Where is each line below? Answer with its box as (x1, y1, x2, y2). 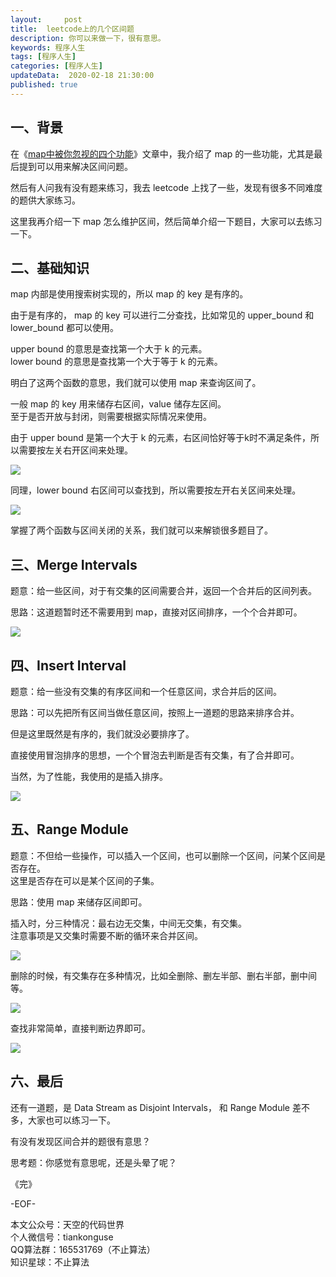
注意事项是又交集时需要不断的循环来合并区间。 (10, 929, 203, 941)
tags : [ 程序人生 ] (10, 52, 77, 62)
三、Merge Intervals (10, 556, 138, 573)
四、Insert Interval (10, 657, 127, 674)
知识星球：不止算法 (10, 1256, 90, 1268)
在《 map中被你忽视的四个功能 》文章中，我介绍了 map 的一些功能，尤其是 (10, 147, 315, 160)
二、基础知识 (10, 259, 90, 276)
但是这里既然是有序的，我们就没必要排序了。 (10, 728, 195, 740)
